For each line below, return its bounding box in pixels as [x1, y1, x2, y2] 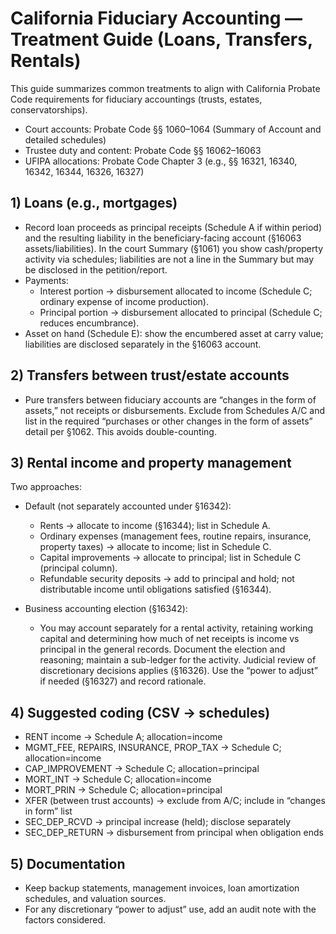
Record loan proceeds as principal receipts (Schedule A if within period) [24, 221, 323, 233]
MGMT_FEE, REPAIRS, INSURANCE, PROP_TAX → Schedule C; [24, 742, 282, 754]
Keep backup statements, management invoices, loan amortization [24, 882, 300, 894]
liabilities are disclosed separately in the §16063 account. [24, 338, 262, 350]
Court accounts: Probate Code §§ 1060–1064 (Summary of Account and [24, 123, 322, 135]
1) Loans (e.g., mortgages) [10, 195, 178, 212]
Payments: [24, 274, 69, 286]
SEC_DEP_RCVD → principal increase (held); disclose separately [24, 816, 292, 828]
